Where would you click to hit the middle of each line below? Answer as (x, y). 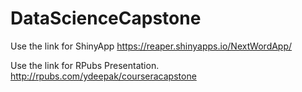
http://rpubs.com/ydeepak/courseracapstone (103, 76)
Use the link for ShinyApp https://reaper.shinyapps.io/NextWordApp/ (151, 46)
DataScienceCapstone (106, 18)
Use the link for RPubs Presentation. (85, 65)
